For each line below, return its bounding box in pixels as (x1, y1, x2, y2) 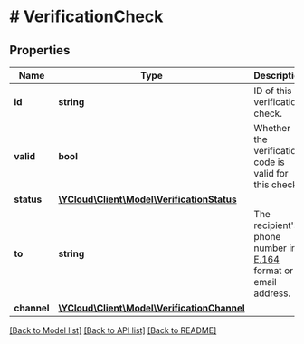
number (253, 242, 288, 254)
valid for (253, 167, 289, 179)
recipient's (253, 219, 299, 232)
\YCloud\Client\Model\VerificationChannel (58, 301, 246, 314)
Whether (253, 122, 291, 134)
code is (253, 156, 285, 168)
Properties (9, 43, 71, 58)
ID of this (253, 84, 292, 97)
